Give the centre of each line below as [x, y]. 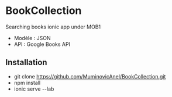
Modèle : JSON [32, 38]
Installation [26, 62]
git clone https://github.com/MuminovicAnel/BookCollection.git [90, 76]
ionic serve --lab [34, 89]
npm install [27, 82]
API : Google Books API [42, 44]
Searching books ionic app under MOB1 [53, 27]
